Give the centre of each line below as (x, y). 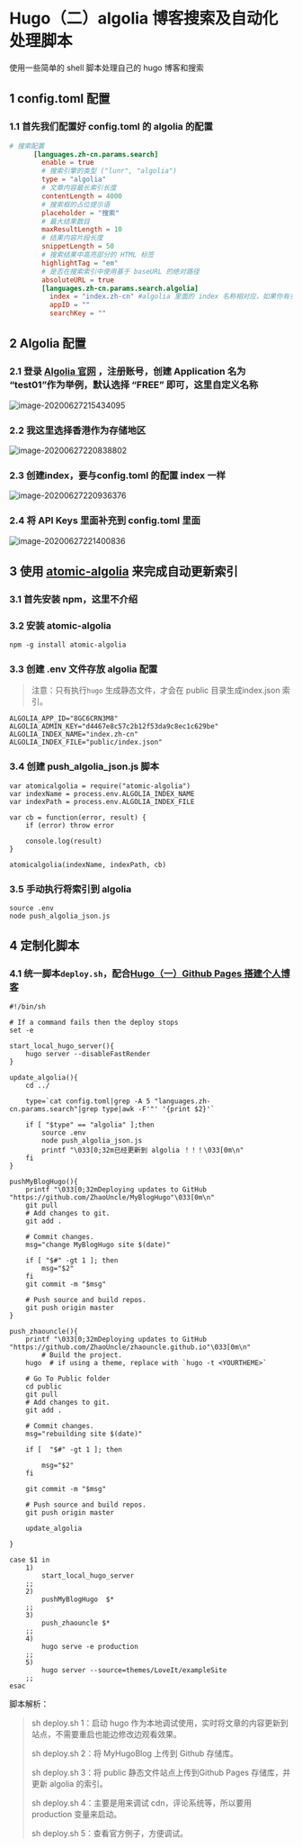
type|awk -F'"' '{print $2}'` (159, 1109)
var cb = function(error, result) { (78, 817)
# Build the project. (82, 1355)
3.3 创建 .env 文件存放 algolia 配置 (84, 669)
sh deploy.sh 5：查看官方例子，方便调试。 (110, 1833)
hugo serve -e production (90, 1646)
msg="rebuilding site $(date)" (84, 1434)
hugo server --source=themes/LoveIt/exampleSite (134, 1670)
